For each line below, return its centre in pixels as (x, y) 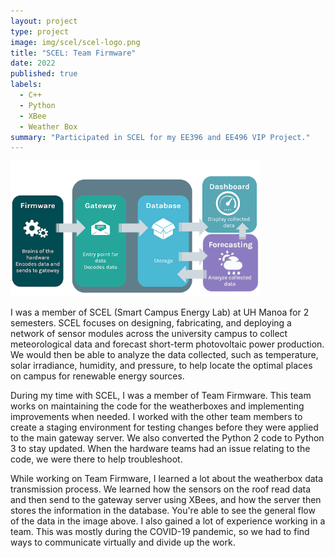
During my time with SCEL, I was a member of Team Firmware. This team (161, 395)
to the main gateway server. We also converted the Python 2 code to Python (167, 437)
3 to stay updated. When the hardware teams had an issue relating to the (160, 448)
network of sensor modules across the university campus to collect (149, 333)
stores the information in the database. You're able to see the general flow (163, 510)
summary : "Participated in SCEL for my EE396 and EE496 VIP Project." (160, 137)
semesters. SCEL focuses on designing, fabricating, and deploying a (151, 322)
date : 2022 (33, 63)
